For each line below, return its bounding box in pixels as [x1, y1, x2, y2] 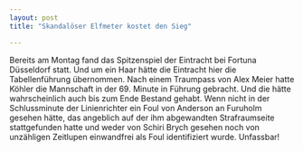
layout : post [9, 13, 59, 23]
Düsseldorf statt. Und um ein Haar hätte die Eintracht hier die [9, 64, 237, 75]
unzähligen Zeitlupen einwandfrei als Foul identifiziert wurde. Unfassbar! [9, 131, 280, 142]
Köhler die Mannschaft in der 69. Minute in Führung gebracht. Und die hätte [9, 83, 291, 94]
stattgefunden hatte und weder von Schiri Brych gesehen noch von [9, 121, 260, 132]
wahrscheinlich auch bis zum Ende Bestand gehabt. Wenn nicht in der [9, 92, 270, 104]
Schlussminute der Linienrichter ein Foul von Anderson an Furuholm [9, 102, 262, 113]
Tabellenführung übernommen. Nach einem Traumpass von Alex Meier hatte [9, 73, 295, 84]
